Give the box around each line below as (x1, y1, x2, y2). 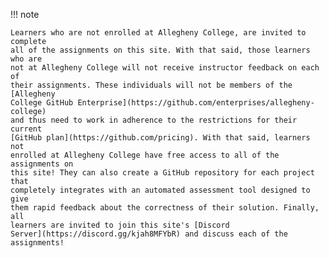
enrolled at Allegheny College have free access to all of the (10, 150, 280, 160)
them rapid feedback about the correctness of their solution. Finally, (10, 203, 320, 213)
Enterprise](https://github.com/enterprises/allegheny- (77, 98, 315, 108)
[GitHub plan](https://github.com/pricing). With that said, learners (10, 133, 311, 143)
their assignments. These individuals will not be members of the (10, 80, 293, 90)
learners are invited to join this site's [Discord (10, 220, 230, 230)
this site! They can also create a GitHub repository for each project (10, 168, 315, 178)
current (10, 124, 43, 134)
